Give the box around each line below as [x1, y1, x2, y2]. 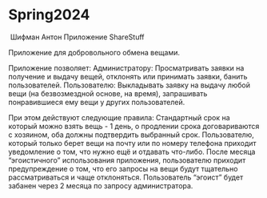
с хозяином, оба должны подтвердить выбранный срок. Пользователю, [8, 130, 254, 139]
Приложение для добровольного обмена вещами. [8, 47, 181, 57]
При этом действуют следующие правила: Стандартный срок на [8, 112, 230, 122]
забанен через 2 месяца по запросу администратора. [8, 180, 193, 190]
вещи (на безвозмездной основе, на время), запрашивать [8, 88, 208, 98]
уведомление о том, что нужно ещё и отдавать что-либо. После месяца [8, 147, 256, 156]
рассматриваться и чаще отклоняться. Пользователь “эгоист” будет [8, 172, 244, 182]
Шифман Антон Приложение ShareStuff [10, 32, 145, 42]
